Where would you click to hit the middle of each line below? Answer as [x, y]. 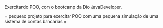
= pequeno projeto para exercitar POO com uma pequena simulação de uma [81, 16]
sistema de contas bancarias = [36, 21]
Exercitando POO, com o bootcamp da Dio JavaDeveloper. [63, 7]
